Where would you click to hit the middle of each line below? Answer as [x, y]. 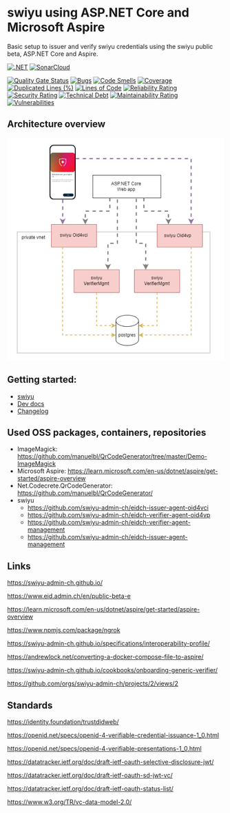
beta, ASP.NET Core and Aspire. [53, 54]
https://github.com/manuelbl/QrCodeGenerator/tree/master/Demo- [112, 456]
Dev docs [31, 403]
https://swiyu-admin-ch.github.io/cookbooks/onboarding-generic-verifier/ [113, 670]
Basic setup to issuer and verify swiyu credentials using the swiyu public [110, 46]
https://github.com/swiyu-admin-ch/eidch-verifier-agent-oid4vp [119, 515]
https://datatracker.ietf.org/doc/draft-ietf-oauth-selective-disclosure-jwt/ [111, 762]
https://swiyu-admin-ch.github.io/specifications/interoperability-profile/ [108, 643]
